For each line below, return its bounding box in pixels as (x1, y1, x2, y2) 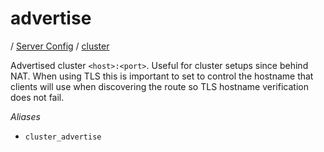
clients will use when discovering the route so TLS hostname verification (10, 80, 309, 92)
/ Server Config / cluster (10, 40, 110, 52)
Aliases (10, 110, 41, 122)
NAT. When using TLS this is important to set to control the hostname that (10, 70, 314, 82)
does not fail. (10, 91, 65, 103)
